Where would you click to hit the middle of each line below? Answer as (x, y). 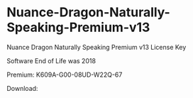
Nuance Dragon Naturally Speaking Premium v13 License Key (96, 47)
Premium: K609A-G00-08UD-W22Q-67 (65, 75)
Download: (22, 88)
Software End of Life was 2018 (51, 60)
